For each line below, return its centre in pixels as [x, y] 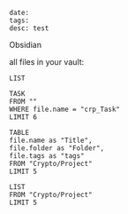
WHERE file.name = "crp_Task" [65, 109]
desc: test [29, 28]
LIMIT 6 [23, 117]
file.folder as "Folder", [56, 148]
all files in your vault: [47, 62]
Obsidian [26, 45]
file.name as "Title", [51, 140]
